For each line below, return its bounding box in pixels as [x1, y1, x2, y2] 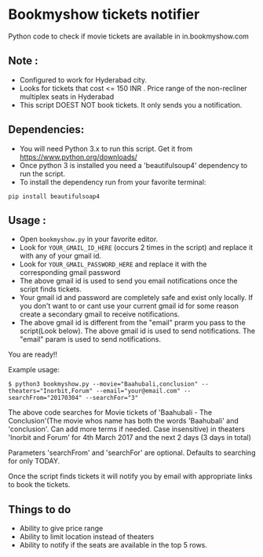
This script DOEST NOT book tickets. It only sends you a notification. [19, 100, 243, 109]
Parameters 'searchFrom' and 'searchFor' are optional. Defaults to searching [8, 448, 256, 457]
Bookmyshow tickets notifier [8, 5, 200, 24]
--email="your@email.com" [95, 387, 181, 395]
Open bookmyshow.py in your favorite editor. [19, 234, 159, 244]
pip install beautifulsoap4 [8, 192, 100, 200]
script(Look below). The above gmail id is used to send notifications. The [19, 326, 256, 335]
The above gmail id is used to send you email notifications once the [19, 277, 238, 286]
